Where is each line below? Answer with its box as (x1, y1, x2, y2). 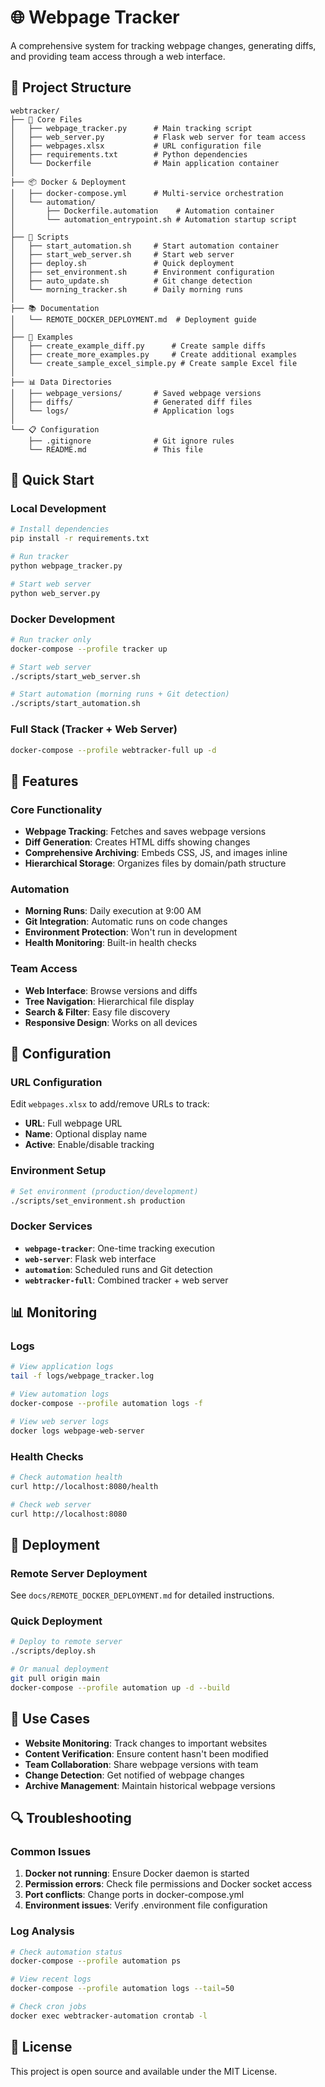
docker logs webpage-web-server (10, 1426, 145, 1436)
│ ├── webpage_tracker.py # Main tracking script (10, 123, 253, 133)
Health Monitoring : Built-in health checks (24, 937, 197, 949)
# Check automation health (10, 1472, 123, 1482)
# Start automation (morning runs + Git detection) (10, 689, 230, 700)
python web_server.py (10, 588, 101, 598)
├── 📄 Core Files (10, 114, 83, 125)
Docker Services (10, 1219, 93, 1233)
